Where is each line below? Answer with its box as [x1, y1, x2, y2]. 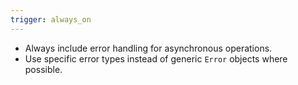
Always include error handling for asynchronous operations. [24, 42, 273, 54]
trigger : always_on [10, 14, 92, 25]
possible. [24, 63, 63, 75]
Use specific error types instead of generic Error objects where [24, 52, 288, 65]
